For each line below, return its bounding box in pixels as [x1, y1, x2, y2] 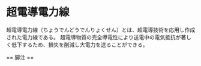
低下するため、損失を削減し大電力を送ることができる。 [11, 41, 148, 48]
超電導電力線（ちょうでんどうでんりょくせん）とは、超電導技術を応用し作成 [6, 26, 196, 33]
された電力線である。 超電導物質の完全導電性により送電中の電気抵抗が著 [6, 33, 187, 40]
